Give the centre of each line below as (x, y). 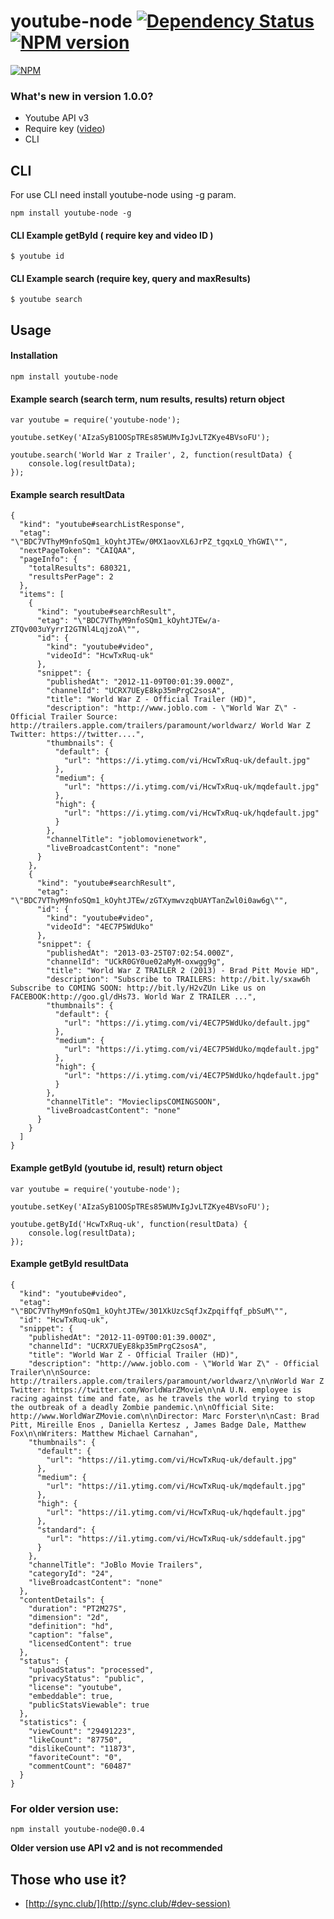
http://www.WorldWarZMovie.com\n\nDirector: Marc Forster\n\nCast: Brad (165, 1416)
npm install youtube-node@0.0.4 (77, 1830)
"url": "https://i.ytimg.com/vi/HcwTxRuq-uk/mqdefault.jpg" (191, 787)
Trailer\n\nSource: (51, 1372)
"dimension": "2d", (69, 1617)
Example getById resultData (69, 1264)
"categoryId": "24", (71, 1573)
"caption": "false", (71, 1635)
